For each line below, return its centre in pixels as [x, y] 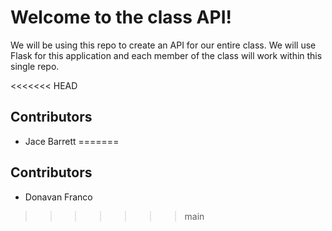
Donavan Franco [58, 197]
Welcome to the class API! [121, 17]
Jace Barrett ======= [72, 141]
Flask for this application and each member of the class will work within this [166, 55]
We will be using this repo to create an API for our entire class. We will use [163, 45]
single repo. [35, 66]
